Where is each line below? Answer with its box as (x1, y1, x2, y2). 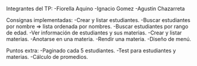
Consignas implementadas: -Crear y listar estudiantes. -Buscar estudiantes (6, 17, 190, 23)
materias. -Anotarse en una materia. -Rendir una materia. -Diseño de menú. (6, 36, 192, 42)
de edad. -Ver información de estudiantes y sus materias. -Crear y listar (6, 29, 182, 36)
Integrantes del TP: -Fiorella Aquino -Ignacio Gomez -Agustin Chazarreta (6, 5, 185, 12)
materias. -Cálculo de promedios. (6, 54, 88, 60)
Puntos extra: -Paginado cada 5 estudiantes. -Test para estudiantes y (6, 47, 176, 54)
